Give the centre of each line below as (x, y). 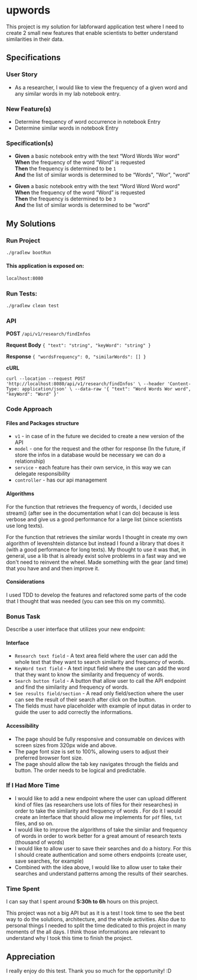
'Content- (179, 384)
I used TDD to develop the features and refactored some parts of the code (96, 595)
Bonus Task (23, 616)
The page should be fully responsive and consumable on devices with (100, 739)
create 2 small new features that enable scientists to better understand (92, 32)
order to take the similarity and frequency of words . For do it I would (98, 811)
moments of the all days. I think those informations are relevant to (86, 932)
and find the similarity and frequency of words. (71, 687)
